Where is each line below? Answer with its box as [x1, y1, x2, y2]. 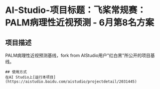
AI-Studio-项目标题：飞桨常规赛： [5, 4, 146, 16]
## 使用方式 [5, 70, 27, 75]
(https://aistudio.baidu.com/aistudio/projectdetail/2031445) [5, 79, 137, 84]
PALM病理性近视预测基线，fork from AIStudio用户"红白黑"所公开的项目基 [5, 53, 155, 58]
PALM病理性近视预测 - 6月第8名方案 [5, 17, 155, 28]
